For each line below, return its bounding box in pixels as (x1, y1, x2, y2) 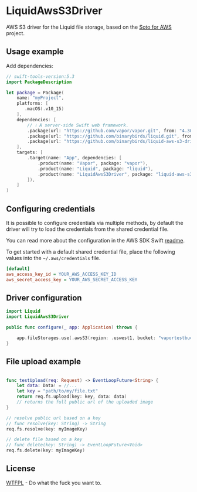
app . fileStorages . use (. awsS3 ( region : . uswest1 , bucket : (16, 335, 157, 341)
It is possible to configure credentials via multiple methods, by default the (6, 219, 184, 226)
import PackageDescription (6, 79, 72, 85)
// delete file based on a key (6, 436, 83, 443)
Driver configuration (6, 293, 82, 303)
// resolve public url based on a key (6, 415, 101, 421)
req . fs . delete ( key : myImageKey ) (6, 447, 85, 453)
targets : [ (16, 149, 43, 156)
